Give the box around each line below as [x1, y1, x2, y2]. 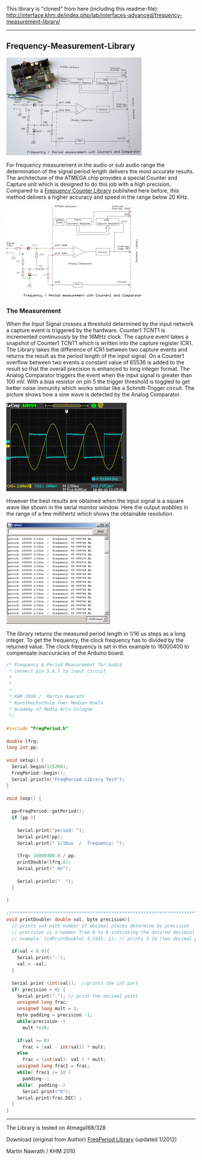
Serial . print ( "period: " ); [17, 827, 85, 833]
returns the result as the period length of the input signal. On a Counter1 [6, 353, 185, 360]
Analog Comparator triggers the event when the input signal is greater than [6, 371, 192, 379]
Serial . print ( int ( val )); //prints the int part [11, 980, 138, 986]
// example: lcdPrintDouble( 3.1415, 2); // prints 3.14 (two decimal [11, 935, 192, 941]
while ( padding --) [17, 1082, 66, 1088]
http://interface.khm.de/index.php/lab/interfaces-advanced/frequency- [6, 11, 182, 19]
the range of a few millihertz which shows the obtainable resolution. [6, 510, 174, 518]
